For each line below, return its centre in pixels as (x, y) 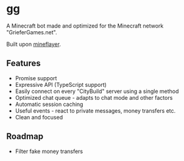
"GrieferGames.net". (32, 32)
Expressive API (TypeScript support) (61, 84)
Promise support (36, 78)
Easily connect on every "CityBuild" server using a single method (97, 91)
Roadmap (25, 137)
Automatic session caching (49, 104)
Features (23, 63)
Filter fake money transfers (49, 151)
